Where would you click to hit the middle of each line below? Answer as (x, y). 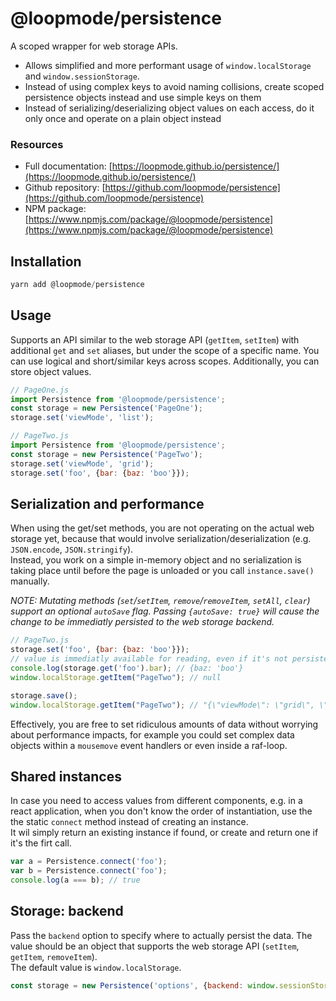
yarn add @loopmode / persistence (77, 285)
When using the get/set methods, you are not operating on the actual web (162, 528)
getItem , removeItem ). (54, 956)
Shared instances (66, 776)
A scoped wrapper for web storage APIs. (94, 46)
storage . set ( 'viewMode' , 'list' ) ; (82, 418)
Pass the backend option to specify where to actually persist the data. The (161, 935)
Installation (46, 261)
